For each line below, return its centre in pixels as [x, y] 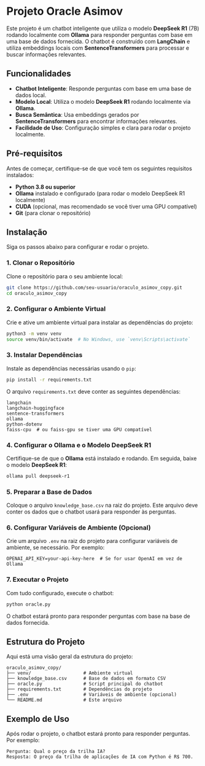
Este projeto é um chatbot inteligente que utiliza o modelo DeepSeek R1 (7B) [103, 28]
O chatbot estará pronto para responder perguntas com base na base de [98, 616]
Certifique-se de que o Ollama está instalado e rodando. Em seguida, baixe [102, 458]
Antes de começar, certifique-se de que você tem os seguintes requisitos [99, 168]
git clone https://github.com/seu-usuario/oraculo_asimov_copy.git [95, 287]
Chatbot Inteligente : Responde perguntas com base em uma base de [103, 88]
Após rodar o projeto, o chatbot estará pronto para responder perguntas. [98, 734]
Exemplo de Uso [38, 719]
